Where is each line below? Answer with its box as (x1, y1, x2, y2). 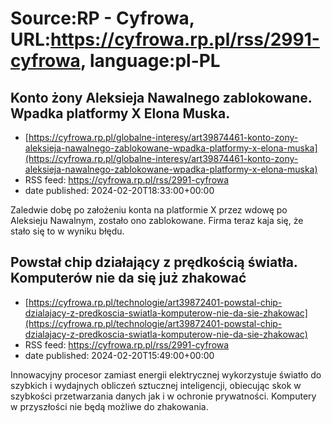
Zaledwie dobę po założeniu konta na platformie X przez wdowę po (10, 204, 288, 216)
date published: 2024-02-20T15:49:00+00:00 (24, 349, 215, 361)
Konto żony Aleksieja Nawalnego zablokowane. (10, 89, 313, 106)
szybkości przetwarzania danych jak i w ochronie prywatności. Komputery (10, 390, 317, 402)
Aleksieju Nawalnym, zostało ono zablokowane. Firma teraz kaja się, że (10, 215, 304, 226)
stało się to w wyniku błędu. (10, 225, 125, 237)
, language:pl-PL (79, 50, 221, 72)
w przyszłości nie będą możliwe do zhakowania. (10, 400, 209, 412)
